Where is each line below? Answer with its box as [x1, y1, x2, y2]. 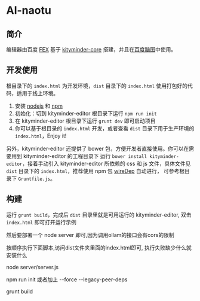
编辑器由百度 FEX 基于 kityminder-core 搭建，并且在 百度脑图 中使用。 [6, 46, 177, 53]
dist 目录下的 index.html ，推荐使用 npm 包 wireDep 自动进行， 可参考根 [6, 167, 185, 174]
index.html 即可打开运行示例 [6, 218, 76, 226]
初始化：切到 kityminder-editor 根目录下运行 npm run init [14, 110, 157, 117]
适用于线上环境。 [16, 89, 59, 96]
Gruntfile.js [17, 176, 51, 182]
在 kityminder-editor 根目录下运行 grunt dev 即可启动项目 [14, 117, 156, 124]
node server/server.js [6, 263, 59, 270]
